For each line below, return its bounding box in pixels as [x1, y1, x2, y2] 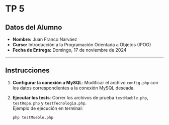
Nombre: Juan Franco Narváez [12, 36, 77, 42]
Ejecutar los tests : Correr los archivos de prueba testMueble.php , [12, 94, 148, 100]
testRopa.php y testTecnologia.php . [12, 100, 87, 106]
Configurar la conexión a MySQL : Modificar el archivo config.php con [12, 79, 158, 85]
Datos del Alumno [5, 23, 62, 32]
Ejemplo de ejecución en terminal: [12, 105, 83, 111]
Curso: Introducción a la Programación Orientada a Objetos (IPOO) [12, 42, 151, 48]
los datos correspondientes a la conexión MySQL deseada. [12, 85, 135, 91]
